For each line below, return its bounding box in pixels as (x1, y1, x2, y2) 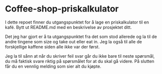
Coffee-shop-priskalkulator (5, 3, 119, 14)
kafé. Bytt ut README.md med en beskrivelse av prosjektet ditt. (5, 24, 132, 30)
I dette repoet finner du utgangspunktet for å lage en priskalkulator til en (5, 19, 149, 25)
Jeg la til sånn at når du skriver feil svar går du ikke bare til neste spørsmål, (5, 53, 155, 59)
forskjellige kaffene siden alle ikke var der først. (5, 44, 100, 49)
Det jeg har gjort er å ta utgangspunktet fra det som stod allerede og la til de (5, 34, 157, 39)
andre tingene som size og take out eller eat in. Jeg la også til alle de (5, 38, 142, 44)
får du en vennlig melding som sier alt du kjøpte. (5, 63, 101, 69)
